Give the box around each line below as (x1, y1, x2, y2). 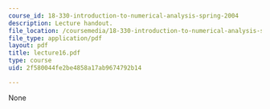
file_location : (8, 26, 59, 34)
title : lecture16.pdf (8, 49, 81, 57)
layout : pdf (8, 42, 48, 50)
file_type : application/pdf (8, 34, 103, 42)
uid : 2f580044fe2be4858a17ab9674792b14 (8, 64, 142, 72)
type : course (8, 57, 52, 65)
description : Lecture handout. (8, 19, 113, 27)
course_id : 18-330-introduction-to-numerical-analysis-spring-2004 (8, 11, 239, 20)
